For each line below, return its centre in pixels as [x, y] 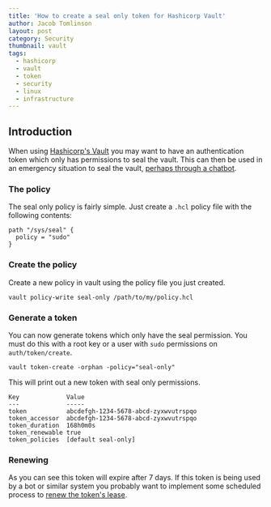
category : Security [41, 38]
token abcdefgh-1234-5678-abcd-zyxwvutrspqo [103, 411]
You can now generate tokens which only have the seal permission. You [128, 335]
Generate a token [43, 317]
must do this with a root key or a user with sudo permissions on [113, 343]
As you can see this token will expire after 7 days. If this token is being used [135, 478]
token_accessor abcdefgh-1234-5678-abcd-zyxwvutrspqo [103, 418]
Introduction [40, 132]
